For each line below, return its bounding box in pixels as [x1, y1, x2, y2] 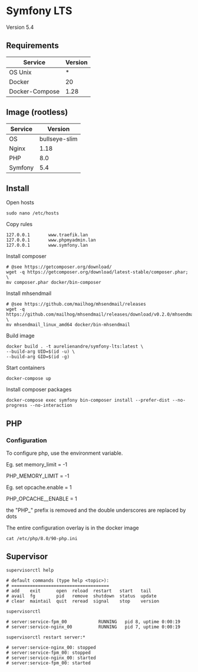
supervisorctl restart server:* [6, 634, 85, 640]
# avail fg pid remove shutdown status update [6, 593, 157, 599]
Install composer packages [6, 386, 72, 393]
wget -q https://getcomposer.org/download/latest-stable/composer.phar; [6, 269, 189, 275]
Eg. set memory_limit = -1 [6, 461, 68, 468]
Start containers [6, 364, 45, 372]
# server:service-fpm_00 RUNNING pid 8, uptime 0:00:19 [6, 618, 181, 625]
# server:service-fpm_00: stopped [6, 650, 91, 656]
